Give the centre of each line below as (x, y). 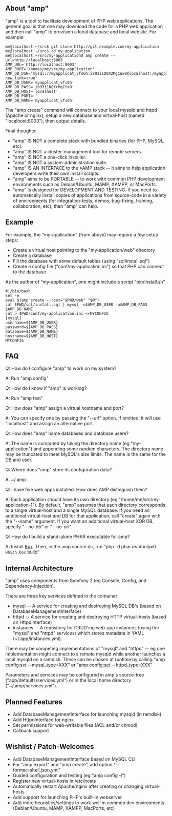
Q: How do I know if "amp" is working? (46, 388)
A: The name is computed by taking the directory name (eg (67, 444)
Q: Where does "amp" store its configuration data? (59, 470)
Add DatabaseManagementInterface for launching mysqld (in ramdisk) (87, 714)
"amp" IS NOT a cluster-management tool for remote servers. (77, 151)
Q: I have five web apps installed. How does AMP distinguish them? (76, 490)
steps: (12, 240)
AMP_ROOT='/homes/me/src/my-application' (50, 69)
